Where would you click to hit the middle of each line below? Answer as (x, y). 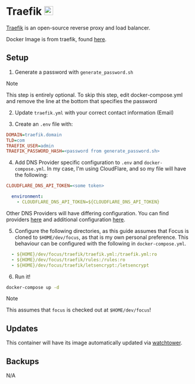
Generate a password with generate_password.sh (74, 72)
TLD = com (16, 140)
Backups (23, 361)
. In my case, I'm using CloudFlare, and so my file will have (115, 169)
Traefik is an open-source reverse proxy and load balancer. (78, 28)
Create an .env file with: (44, 124)
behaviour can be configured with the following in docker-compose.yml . (100, 243)
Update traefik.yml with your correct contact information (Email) (94, 112)
